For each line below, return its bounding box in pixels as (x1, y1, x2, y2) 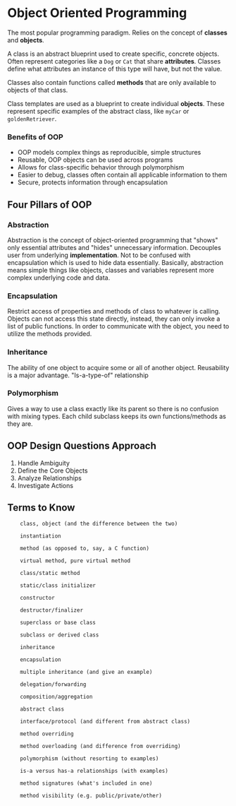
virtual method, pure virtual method (20, 557, 131, 564)
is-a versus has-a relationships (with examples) (20, 768, 169, 775)
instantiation (20, 533, 61, 540)
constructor (20, 595, 55, 602)
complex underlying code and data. (7, 273, 111, 282)
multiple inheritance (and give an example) (20, 669, 153, 676)
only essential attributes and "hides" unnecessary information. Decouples (7, 243, 222, 251)
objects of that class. (7, 85, 68, 94)
